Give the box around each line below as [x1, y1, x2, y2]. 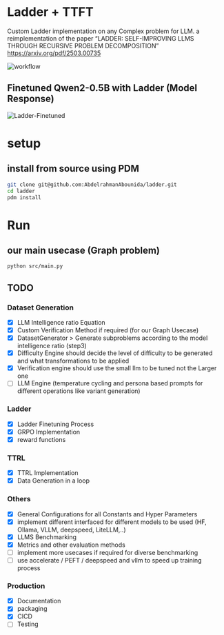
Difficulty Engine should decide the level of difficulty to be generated [17, 349, 213, 357]
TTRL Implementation [17, 469, 79, 477]
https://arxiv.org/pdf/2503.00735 [7, 49, 101, 57]
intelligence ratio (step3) [17, 342, 88, 350]
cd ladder [7, 188, 36, 194]
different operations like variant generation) [17, 387, 141, 395]
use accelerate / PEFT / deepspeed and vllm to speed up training [17, 556, 202, 564]
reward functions [17, 435, 66, 443]
